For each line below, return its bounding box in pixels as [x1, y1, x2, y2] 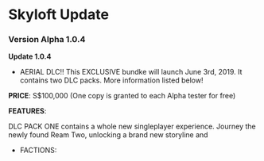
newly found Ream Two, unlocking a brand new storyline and [8, 130, 208, 140]
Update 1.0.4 [8, 52, 52, 61]
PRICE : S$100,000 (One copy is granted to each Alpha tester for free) [8, 91, 236, 101]
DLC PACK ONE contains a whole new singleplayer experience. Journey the [8, 121, 256, 132]
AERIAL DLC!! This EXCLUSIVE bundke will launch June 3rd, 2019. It [19, 67, 243, 77]
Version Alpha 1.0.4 [8, 34, 86, 45]
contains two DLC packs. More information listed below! [19, 75, 204, 85]
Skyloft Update [8, 6, 110, 24]
